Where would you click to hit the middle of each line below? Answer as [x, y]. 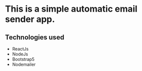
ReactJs [20, 49]
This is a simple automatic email [71, 9]
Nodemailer [24, 64]
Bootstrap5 [23, 59]
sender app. [30, 19]
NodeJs [20, 54]
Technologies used [35, 37]
